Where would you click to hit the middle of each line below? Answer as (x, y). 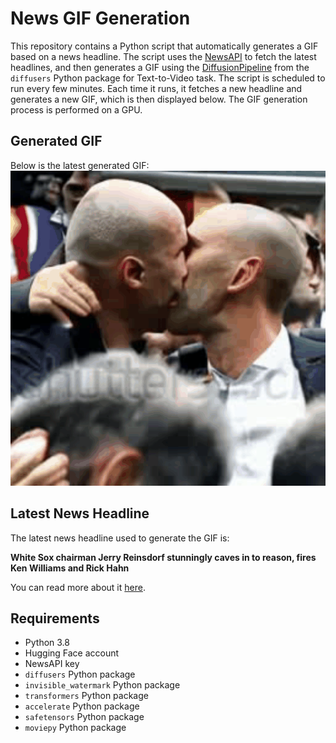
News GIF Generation (100, 18)
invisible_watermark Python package (102, 685)
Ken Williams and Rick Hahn (70, 568)
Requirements (55, 618)
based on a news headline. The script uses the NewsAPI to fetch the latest (163, 56)
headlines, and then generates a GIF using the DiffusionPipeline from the (160, 67)
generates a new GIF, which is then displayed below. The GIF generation (159, 99)
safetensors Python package (84, 717)
